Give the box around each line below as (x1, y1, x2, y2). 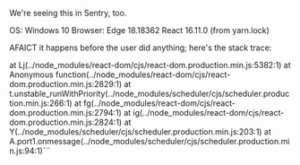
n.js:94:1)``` (9, 145, 51, 156)
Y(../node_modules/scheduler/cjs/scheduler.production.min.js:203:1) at (9, 126, 271, 137)
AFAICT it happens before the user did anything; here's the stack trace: (9, 42, 272, 53)
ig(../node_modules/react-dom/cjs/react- (133, 108, 285, 117)
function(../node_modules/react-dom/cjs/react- (55, 69, 231, 80)
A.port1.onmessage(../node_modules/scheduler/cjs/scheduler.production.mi (9, 136, 290, 146)
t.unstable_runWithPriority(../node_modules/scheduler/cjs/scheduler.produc (9, 89, 290, 99)
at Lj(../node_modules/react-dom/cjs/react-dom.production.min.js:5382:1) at (9, 60, 291, 70)
